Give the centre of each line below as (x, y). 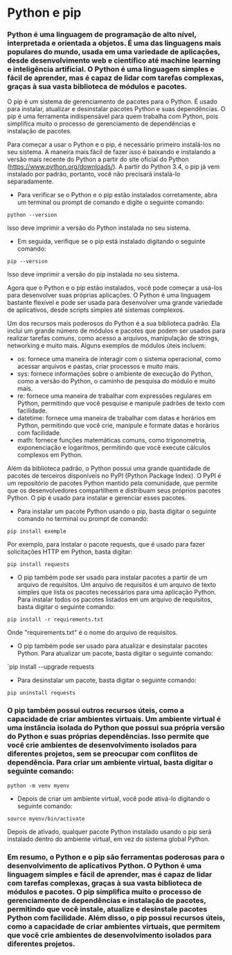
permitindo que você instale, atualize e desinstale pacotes (107, 909)
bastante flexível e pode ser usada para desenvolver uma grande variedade (115, 303)
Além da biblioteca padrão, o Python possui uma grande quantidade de (109, 468)
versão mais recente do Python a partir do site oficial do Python (98, 159)
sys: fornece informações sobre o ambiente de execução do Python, (115, 374)
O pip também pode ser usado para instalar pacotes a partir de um (112, 577)
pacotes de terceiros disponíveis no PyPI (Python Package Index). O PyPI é (114, 476)
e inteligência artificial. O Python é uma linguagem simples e (111, 69)
